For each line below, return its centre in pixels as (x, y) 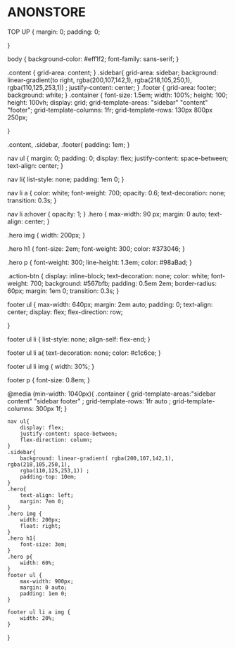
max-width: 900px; (47, 581)
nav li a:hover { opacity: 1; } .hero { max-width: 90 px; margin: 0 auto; (107, 214)
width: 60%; (37, 563)
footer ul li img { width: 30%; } (51, 366)
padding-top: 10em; (49, 477)
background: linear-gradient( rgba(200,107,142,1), (97, 458)
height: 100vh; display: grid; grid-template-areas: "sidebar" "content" (108, 102)
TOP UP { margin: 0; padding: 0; (54, 32)
